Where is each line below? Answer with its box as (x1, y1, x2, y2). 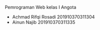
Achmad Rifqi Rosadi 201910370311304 (12, 14, 95, 19)
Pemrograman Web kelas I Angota (5, 4, 77, 10)
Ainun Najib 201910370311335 (12, 19, 76, 25)
